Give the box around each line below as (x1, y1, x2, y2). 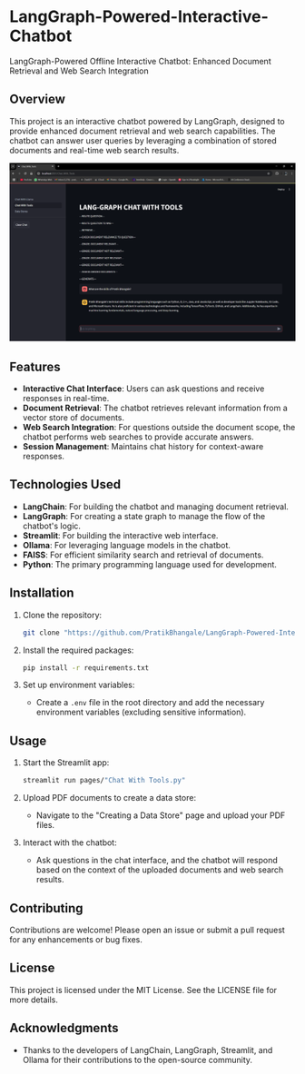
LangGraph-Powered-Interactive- (9, 6, 270, 27)
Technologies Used (9, 477, 121, 492)
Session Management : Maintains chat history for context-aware (22, 441, 264, 452)
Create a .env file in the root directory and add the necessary (35, 697, 265, 708)
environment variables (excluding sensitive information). (35, 706, 247, 718)
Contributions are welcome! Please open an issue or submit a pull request (9, 924, 286, 935)
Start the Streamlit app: (22, 757, 110, 768)
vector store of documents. (22, 412, 125, 423)
